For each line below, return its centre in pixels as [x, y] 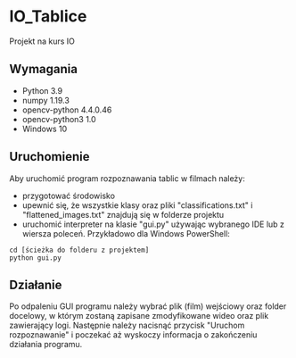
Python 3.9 [42, 90]
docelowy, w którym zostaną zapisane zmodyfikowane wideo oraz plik [139, 316]
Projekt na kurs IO [42, 41]
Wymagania [44, 69]
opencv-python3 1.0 [59, 119]
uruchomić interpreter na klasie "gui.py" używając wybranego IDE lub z [153, 224]
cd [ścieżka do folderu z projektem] [79, 250]
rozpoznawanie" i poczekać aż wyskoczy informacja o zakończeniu [133, 335]
